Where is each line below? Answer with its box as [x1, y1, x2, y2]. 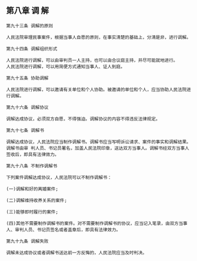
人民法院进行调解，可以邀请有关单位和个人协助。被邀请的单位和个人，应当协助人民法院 [6, 87, 187, 93]
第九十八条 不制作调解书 [6, 163, 57, 169]
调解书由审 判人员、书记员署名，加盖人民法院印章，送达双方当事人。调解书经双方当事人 [6, 145, 189, 151]
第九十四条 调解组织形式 [6, 46, 57, 52]
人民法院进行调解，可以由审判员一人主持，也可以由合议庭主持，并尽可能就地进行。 [6, 57, 178, 63]
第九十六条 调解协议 [6, 104, 49, 110]
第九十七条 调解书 [6, 127, 44, 133]
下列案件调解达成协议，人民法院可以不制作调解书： [6, 174, 112, 180]
